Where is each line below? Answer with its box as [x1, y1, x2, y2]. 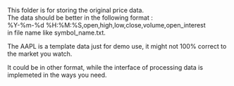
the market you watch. [7, 49, 73, 58]
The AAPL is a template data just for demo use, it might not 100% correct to [7, 42, 227, 50]
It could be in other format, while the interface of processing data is [7, 63, 203, 71]
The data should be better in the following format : [7, 13, 153, 22]
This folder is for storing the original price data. [7, 6, 144, 14]
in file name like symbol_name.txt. [7, 28, 106, 37]
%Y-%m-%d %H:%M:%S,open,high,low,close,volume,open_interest [7, 21, 206, 29]
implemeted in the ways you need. [7, 70, 107, 79]
